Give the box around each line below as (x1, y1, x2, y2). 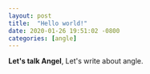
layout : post (8, 11, 52, 20)
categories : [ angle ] (8, 34, 78, 43)
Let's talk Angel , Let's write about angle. (8, 56, 144, 66)
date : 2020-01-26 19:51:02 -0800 (8, 27, 120, 35)
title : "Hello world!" (8, 19, 88, 27)
